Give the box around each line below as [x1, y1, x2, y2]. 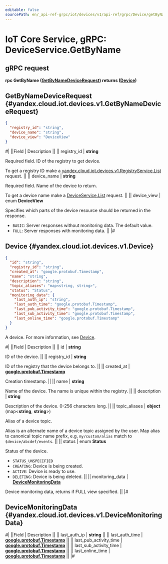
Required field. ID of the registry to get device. [5, 158, 101, 164]
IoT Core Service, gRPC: [5, 33, 106, 45]
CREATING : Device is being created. [12, 463, 83, 469]
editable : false [5, 7, 39, 12]
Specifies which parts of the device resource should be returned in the [5, 207, 151, 213]
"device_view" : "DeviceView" [9, 134, 70, 139]
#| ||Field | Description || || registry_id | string [5, 148, 99, 154]
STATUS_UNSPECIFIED [12, 458, 53, 463]
